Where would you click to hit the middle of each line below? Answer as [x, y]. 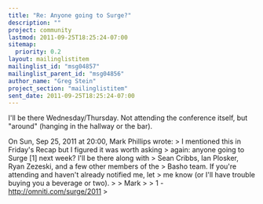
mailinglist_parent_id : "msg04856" [66, 74]
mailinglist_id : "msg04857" [54, 67]
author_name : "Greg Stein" [52, 81]
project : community [40, 30]
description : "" [35, 23]
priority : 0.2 [38, 52]
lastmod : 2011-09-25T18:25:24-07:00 [68, 37]
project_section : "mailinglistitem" [68, 88]
